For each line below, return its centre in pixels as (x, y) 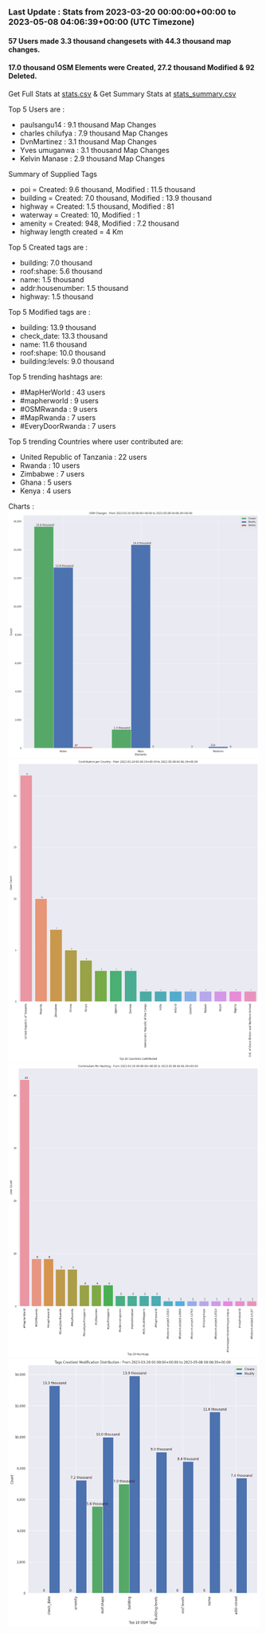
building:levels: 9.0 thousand (67, 361)
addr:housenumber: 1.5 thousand (74, 288)
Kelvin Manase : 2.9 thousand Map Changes (92, 159)
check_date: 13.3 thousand (64, 336)
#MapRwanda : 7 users (58, 418)
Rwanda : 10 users (50, 465)
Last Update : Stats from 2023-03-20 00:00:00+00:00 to (122, 12)
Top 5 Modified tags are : (49, 312)
